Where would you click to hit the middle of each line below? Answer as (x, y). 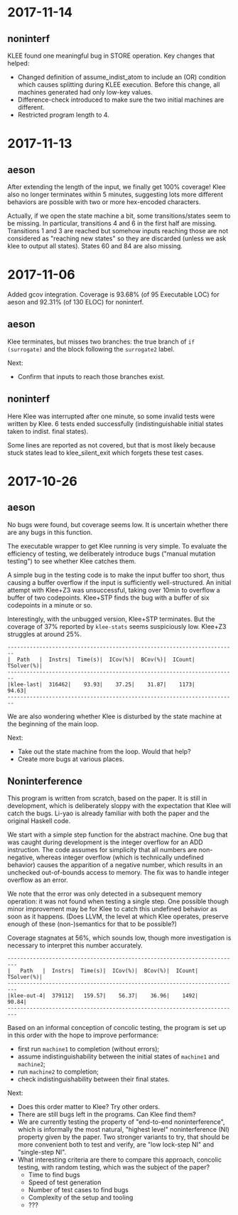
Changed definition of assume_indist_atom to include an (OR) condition (121, 77)
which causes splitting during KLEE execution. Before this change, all (119, 85)
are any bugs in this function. (50, 532)
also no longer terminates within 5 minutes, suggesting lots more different (115, 194)
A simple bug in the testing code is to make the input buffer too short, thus (116, 575)
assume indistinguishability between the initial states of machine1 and (119, 1056)
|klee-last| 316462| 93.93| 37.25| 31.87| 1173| (101, 684)
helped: (18, 63)
